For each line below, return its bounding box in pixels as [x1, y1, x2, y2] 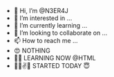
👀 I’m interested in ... [13, 14, 73, 22]
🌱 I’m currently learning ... [13, 22, 88, 29]
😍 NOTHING [13, 46, 50, 55]
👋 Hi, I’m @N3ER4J [13, 7, 69, 15]
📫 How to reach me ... [13, 37, 78, 44]
